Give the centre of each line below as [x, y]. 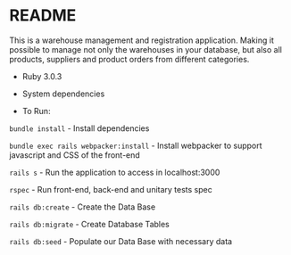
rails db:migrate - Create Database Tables [89, 224]
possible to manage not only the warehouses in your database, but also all [146, 49]
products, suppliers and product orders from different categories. [129, 59]
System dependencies [63, 94]
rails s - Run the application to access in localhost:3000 [115, 172]
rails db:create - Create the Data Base [83, 207]
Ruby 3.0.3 [42, 76]
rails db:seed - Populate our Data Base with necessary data [121, 241]
